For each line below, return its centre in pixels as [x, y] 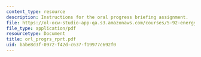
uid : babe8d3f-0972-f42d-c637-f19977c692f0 [61, 45]
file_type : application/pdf [41, 28]
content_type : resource [36, 12]
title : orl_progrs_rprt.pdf [41, 39]
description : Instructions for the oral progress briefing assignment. [97, 17]
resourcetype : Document [36, 34]
